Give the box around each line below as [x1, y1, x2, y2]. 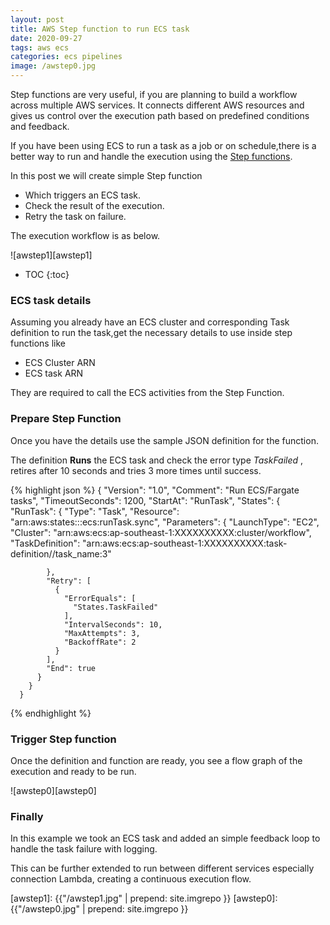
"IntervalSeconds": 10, [63, 619, 163, 630]
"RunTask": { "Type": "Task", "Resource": [10, 505, 180, 517]
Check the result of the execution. [24, 200, 165, 211]
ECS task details [10, 293, 92, 307]
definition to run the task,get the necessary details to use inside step [10, 327, 293, 339]
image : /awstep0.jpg [10, 61, 97, 71]
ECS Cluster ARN [24, 357, 96, 369]
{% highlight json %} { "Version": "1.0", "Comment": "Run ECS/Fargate [10, 484, 300, 496]
